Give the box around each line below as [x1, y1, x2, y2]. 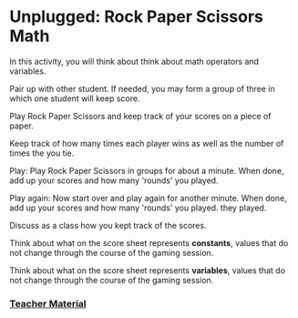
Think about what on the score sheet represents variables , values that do [9, 264, 285, 275]
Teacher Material [9, 297, 87, 310]
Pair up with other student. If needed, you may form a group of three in [9, 83, 275, 94]
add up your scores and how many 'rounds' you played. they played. [9, 202, 267, 213]
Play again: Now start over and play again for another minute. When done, [9, 192, 287, 203]
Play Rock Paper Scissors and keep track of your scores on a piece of [9, 110, 272, 121]
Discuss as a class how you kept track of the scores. [9, 220, 207, 231]
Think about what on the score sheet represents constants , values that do [9, 237, 289, 248]
